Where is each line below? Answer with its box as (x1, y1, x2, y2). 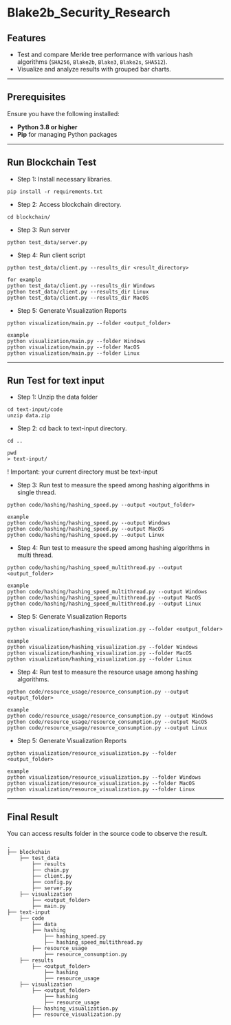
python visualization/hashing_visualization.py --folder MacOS (7, 650, 192, 657)
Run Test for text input (7, 375, 105, 386)
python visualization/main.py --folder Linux (7, 349, 140, 357)
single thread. (16, 488, 56, 496)
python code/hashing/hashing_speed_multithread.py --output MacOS (7, 595, 201, 602)
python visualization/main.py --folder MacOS (7, 344, 140, 351)
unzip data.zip (7, 412, 51, 419)
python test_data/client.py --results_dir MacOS (7, 294, 149, 301)
